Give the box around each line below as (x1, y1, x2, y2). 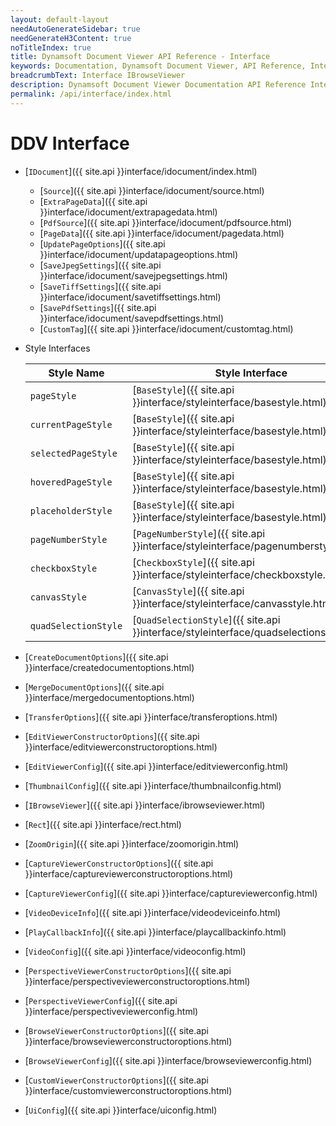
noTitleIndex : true (10, 42, 92, 53)
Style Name (48, 366, 105, 380)
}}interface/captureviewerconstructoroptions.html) (24, 867, 234, 880)
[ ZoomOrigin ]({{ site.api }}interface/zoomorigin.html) (24, 837, 240, 850)
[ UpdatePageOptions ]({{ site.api (39, 237, 166, 250)
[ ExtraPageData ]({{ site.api (39, 195, 148, 207)
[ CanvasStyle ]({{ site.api (132, 584, 245, 598)
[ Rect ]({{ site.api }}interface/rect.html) (24, 818, 182, 830)
